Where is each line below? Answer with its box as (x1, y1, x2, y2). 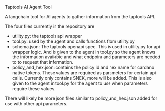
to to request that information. (12, 59, 73, 65)
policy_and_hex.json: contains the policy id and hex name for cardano (12, 64, 155, 70)
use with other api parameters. (5, 101, 68, 106)
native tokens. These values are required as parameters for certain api (12, 70, 156, 76)
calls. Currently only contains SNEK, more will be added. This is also (12, 75, 152, 81)
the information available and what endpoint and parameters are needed (12, 54, 160, 60)
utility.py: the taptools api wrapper (12, 33, 83, 39)
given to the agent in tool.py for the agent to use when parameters (12, 80, 148, 86)
